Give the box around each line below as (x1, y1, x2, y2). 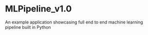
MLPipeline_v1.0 (5, 3, 72, 14)
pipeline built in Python (5, 24, 51, 30)
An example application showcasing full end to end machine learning (5, 19, 144, 25)
